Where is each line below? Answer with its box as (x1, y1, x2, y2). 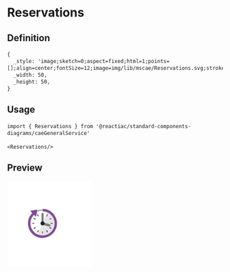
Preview (7, 162, 43, 174)
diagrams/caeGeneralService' (7, 129, 90, 136)
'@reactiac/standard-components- (95, 123, 192, 129)
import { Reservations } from (7, 123, 94, 129)
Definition (7, 32, 50, 44)
